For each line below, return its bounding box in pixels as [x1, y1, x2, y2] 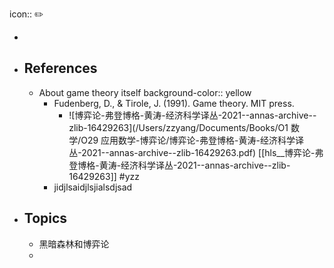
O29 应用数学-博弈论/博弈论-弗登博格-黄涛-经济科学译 [80, 134, 304, 146]
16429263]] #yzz [68, 170, 141, 182]
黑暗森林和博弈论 [38, 238, 110, 250]
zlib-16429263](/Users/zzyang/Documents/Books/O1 [68, 121, 289, 133]
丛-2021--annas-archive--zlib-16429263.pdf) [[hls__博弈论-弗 [68, 146, 324, 158]
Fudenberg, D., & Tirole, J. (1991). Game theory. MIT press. [53, 97, 295, 109]
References [23, 60, 98, 77]
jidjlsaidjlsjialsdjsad [53, 181, 133, 193]
